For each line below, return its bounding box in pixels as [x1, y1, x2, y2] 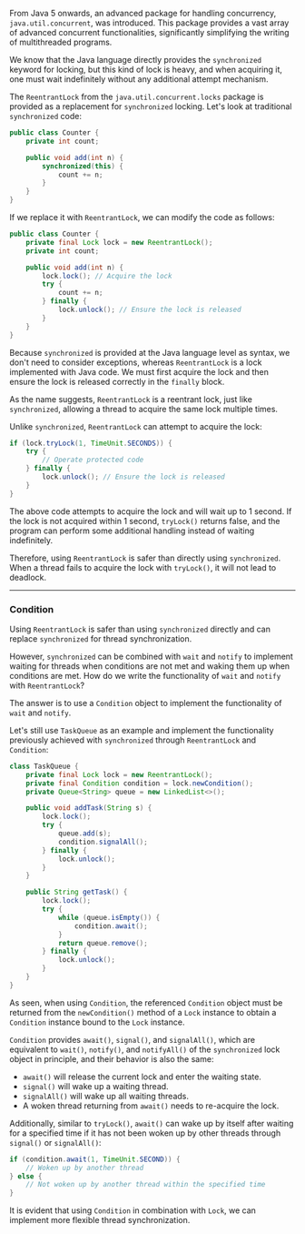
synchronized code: [9, 111, 83, 121]
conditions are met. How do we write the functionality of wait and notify [9, 670, 281, 681]
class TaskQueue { [9, 762, 79, 771]
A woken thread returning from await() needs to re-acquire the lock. [22, 1100, 280, 1111]
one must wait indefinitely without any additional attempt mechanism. [9, 74, 270, 85]
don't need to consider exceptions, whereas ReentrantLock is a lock [9, 357, 262, 368]
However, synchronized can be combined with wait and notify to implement [9, 651, 293, 662]
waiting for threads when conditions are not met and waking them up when [9, 660, 290, 672]
